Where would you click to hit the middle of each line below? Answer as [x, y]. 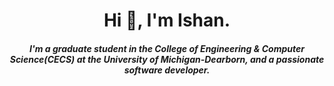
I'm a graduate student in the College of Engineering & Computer [167, 48]
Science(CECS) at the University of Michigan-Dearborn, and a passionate [167, 59]
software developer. [167, 70]
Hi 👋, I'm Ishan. [167, 20]
